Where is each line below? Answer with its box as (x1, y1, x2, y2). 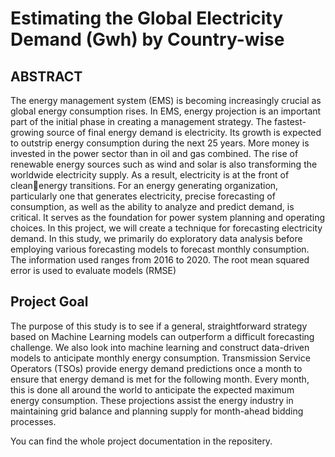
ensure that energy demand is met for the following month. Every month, (10, 373, 310, 385)
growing (10, 127, 45, 138)
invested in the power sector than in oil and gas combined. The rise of (10, 148, 299, 159)
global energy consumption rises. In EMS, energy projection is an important (10, 105, 322, 117)
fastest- (273, 116, 307, 127)
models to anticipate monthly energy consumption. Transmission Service (10, 352, 311, 364)
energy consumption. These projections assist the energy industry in (10, 394, 294, 406)
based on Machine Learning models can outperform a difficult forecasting (10, 330, 315, 342)
